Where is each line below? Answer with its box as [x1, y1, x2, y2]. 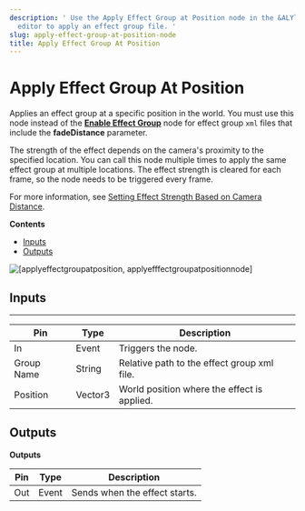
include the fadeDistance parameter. [9, 127, 148, 138]
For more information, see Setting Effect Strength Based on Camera [9, 192, 262, 203]
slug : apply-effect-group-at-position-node [9, 30, 177, 39]
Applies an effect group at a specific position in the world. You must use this [9, 108, 295, 119]
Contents [9, 219, 45, 230]
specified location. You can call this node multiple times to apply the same [9, 155, 287, 165]
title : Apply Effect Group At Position [9, 38, 161, 48]
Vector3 [75, 388, 111, 401]
